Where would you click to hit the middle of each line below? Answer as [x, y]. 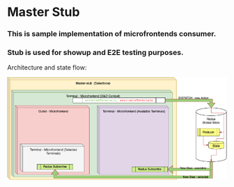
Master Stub [44, 12]
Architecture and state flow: [47, 67]
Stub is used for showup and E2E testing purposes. [95, 53]
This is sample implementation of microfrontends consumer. [112, 34]
